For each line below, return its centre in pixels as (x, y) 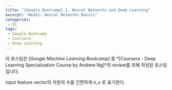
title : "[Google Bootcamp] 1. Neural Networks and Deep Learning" (78, 10)
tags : (11, 29)
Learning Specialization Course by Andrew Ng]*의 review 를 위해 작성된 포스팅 (86, 65)
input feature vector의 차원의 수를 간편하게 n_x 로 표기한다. (65, 82)
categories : (18, 19)
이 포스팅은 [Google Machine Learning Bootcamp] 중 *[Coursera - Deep (81, 58)
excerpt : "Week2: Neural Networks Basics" (51, 15)
